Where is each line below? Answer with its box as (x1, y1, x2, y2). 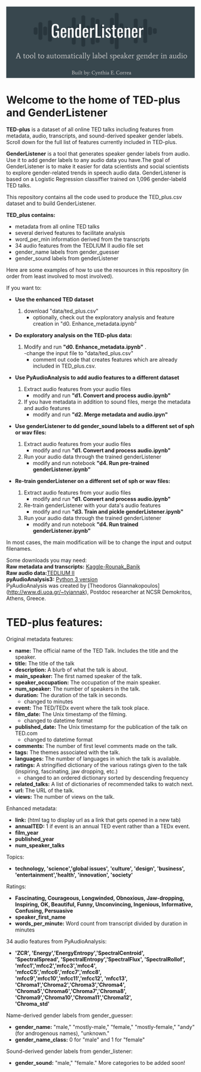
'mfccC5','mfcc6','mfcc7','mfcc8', (14, 968, 102, 975)
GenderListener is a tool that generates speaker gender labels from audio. (6, 150, 190, 157)
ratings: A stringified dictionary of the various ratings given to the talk (14, 761, 187, 768)
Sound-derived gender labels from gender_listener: (6, 1047, 133, 1055)
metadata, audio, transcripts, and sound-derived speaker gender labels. (6, 132, 184, 139)
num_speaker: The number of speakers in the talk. (14, 685, 141, 692)
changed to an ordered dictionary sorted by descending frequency (23, 774, 188, 781)
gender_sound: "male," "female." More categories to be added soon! (14, 1059, 185, 1066)
